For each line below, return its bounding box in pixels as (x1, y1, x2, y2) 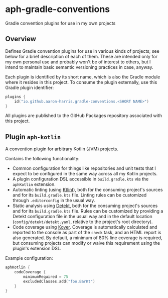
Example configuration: (5, 255, 54, 261)
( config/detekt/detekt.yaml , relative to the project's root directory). (12, 219, 153, 225)
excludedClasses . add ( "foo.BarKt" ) (23, 279, 95, 284)
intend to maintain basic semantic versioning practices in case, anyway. (5, 64, 153, 70)
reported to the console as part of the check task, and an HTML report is (12, 230, 161, 236)
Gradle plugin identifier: (5, 84, 54, 90)
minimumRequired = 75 (23, 274, 69, 279)
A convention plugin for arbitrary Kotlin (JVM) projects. (5, 146, 119, 152)
